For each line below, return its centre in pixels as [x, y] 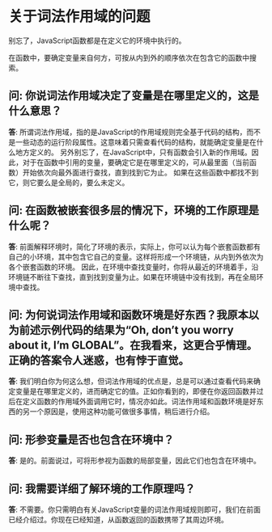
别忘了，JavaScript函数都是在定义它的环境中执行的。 [97, 40]
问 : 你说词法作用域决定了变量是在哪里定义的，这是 [134, 96]
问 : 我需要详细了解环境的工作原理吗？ [102, 489]
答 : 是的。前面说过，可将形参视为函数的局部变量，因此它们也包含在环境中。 [134, 461]
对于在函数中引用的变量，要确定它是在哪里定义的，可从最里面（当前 [136, 162]
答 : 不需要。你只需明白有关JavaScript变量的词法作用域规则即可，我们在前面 [135, 509]
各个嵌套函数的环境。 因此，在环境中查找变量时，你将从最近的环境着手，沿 [134, 267]
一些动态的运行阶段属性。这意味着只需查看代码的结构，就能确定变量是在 [136, 141]
